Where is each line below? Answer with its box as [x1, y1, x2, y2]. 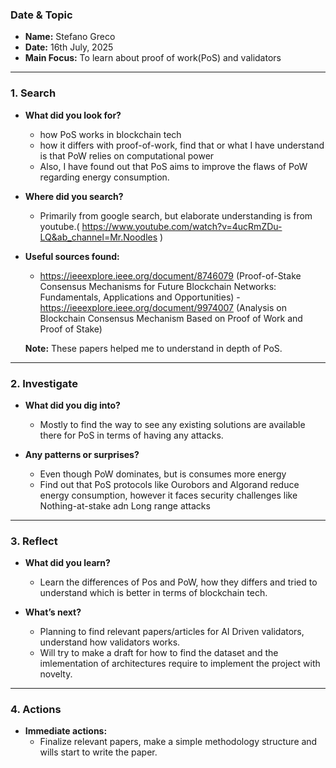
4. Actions [10, 703, 62, 717]
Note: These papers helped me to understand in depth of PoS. [24, 342, 283, 354]
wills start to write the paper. [39, 746, 158, 758]
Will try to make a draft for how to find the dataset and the [39, 647, 279, 659]
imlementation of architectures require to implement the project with [39, 658, 321, 670]
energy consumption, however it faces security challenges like [39, 489, 298, 501]
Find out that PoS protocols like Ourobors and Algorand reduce [39, 478, 300, 490]
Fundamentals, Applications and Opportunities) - [39, 291, 241, 303]
